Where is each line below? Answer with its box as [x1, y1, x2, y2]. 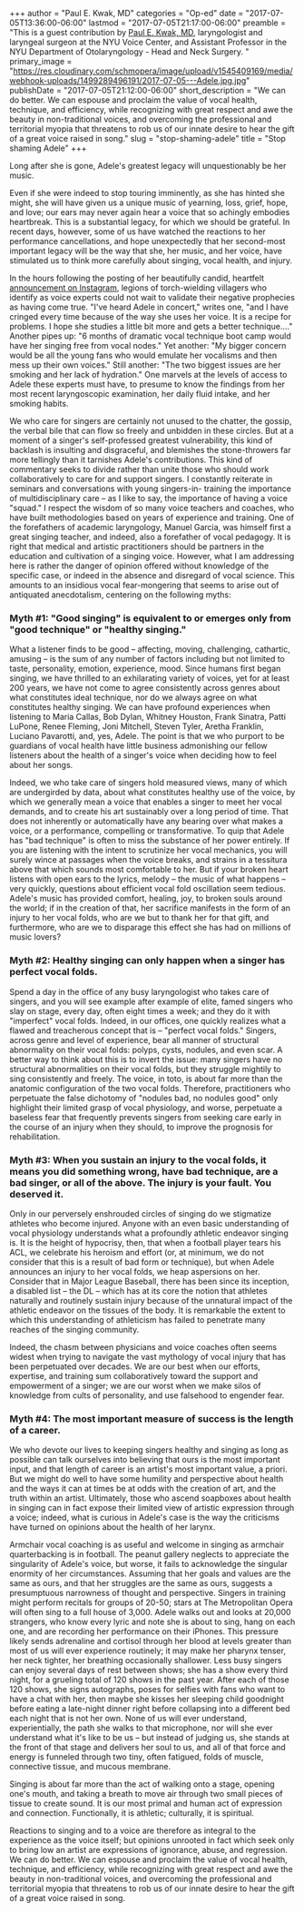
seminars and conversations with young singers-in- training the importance [9, 483, 292, 494]
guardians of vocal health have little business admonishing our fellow [9, 740, 268, 752]
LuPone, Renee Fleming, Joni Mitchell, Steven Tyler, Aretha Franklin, [9, 721, 265, 732]
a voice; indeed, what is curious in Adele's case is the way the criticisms [9, 1512, 279, 1523]
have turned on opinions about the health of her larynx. [9, 1522, 216, 1533]
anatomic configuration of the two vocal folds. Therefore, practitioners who [9, 1082, 291, 1093]
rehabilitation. [9, 1130, 61, 1142]
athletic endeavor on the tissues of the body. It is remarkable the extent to [9, 1305, 286, 1316]
